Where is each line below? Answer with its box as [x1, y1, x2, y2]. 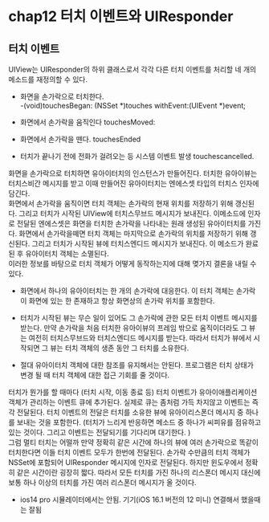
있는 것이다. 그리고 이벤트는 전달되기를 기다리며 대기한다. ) [8, 427, 191, 437]
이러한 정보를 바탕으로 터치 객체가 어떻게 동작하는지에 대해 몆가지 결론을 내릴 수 [8, 259, 257, 268]
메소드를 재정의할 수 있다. [8, 75, 88, 84]
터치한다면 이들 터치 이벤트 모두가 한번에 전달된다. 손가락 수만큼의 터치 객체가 [8, 447, 251, 457]
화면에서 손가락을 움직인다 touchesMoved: [19, 117, 156, 127]
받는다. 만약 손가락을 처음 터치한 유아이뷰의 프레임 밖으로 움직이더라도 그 [19, 323, 247, 332]
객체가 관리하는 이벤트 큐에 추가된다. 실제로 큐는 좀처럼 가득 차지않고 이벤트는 [8, 398, 251, 406]
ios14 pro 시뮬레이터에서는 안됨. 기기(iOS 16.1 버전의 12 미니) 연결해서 [19, 495, 239, 504]
